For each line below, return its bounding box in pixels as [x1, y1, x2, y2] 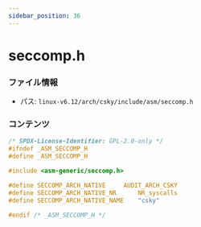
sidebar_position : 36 [8, 11, 81, 20]
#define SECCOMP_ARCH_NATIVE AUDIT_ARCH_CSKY [8, 181, 178, 189]
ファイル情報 [8, 76, 59, 88]
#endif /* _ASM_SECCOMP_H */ [8, 211, 106, 219]
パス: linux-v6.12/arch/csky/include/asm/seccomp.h [19, 97, 194, 106]
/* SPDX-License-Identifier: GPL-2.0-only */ [8, 138, 163, 146]
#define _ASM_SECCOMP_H [8, 152, 88, 161]
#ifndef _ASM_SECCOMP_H [8, 145, 88, 153]
